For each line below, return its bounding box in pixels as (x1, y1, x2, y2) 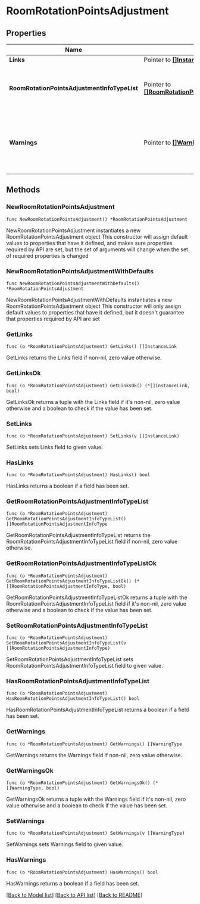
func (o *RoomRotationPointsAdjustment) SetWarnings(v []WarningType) (6, 831, 185, 837)
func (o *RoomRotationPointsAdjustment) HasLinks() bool (6, 472, 151, 478)
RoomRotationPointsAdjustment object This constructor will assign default (6, 233, 188, 240)
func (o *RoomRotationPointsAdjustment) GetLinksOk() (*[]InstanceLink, (6, 382, 190, 388)
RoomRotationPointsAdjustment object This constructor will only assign (6, 303, 182, 310)
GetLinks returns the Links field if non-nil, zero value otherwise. (6, 354, 162, 362)
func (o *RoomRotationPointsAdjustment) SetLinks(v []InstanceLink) (6, 433, 180, 439)
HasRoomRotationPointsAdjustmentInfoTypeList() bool (6, 696, 140, 702)
